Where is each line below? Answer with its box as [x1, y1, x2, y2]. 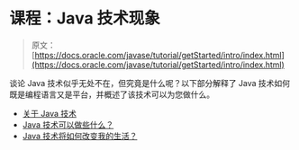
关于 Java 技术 [22, 108, 77, 119]
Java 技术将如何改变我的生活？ [22, 130, 138, 141]
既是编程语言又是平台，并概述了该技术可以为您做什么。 [9, 89, 214, 100]
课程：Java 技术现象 [9, 8, 160, 29]
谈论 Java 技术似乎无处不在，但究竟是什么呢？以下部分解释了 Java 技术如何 [9, 77, 291, 88]
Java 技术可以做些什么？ [22, 119, 114, 130]
